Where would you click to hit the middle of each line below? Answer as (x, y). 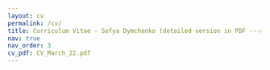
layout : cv (26, 16)
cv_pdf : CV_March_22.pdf (49, 53)
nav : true (24, 38)
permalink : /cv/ (35, 23)
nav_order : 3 (29, 46)
